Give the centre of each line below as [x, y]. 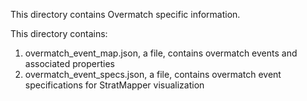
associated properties [69, 63]
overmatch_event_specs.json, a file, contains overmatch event [153, 74]
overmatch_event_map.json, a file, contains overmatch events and [161, 53]
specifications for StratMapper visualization [114, 85]
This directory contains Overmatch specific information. [125, 14]
